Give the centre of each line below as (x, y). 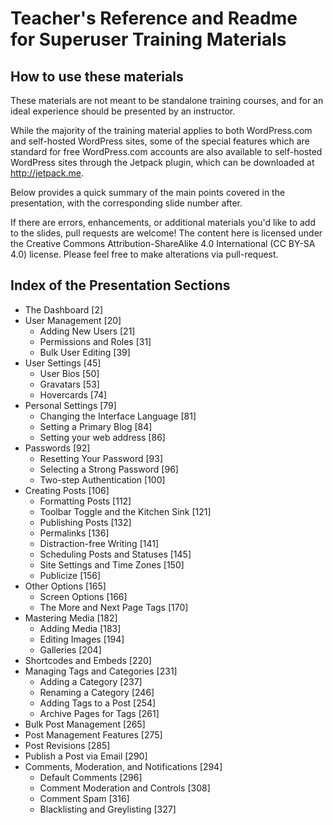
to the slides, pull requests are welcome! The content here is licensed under (166, 233)
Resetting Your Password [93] (101, 458)
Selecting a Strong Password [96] (109, 469)
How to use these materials (97, 76)
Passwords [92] (57, 448)
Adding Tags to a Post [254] (98, 703)
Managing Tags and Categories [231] (101, 671)
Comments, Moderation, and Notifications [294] (123, 766)
